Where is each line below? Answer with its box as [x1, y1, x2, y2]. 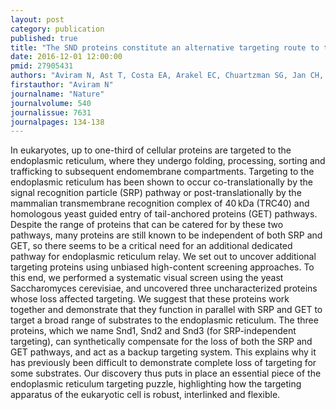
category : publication [10, 24, 105, 34]
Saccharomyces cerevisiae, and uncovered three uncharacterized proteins [10, 282, 318, 295]
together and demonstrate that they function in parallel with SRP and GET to [10, 304, 323, 316]
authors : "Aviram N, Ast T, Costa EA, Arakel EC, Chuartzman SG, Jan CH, [10, 71, 325, 81]
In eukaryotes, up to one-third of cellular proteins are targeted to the [10, 144, 292, 156]
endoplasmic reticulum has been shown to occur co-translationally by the [10, 176, 313, 188]
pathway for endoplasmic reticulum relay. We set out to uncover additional [10, 251, 317, 263]
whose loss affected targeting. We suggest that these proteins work [10, 293, 290, 305]
